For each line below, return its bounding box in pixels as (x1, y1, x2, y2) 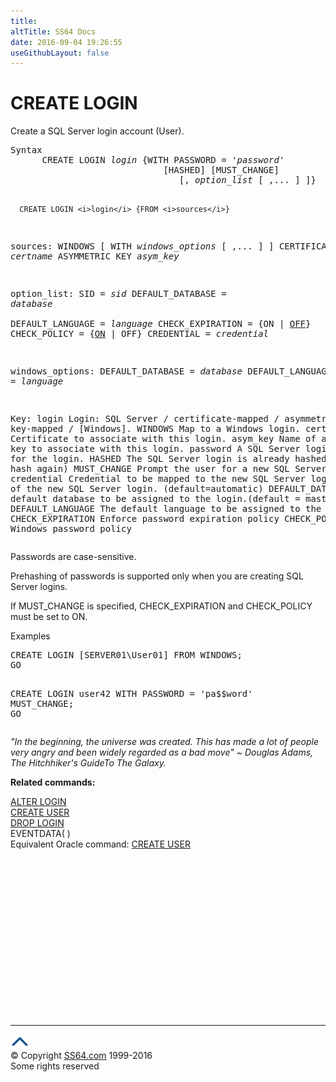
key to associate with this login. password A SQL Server (10, 443, 301, 455)
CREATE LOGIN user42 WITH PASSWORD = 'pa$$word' (10, 688, 253, 700)
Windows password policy (10, 523, 132, 535)
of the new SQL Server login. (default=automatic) (10, 483, 264, 495)
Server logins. (10, 581, 68, 593)
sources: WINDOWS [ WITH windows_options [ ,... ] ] (10, 241, 275, 252)
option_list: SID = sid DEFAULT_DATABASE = (10, 288, 227, 300)
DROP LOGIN (10, 817, 65, 829)
